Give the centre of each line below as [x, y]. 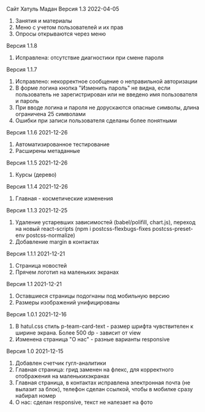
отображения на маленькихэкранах [62, 376]
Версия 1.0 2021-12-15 [35, 351]
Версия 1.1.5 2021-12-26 [37, 163]
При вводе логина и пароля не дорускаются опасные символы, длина [107, 107]
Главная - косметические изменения [64, 198]
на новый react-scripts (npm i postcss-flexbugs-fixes [83, 229]
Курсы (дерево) [36, 175]
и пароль [27, 101]
